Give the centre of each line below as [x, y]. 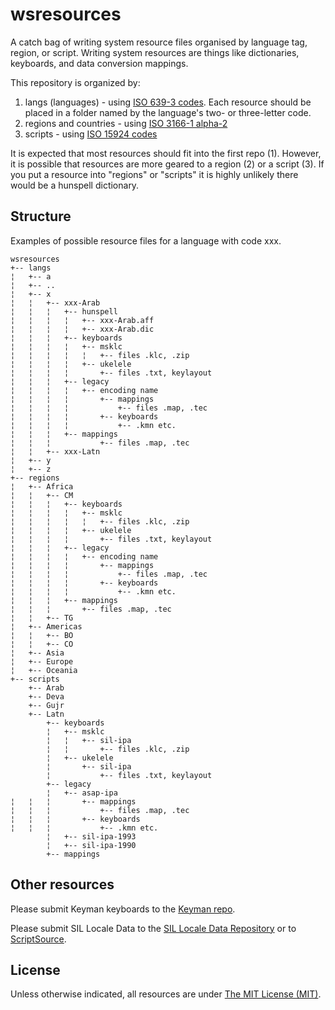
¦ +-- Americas [46, 626]
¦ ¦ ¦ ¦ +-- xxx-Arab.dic [82, 329]
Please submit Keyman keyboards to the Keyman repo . [123, 909]
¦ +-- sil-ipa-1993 [91, 836]
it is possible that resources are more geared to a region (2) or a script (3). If [167, 164]
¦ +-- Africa [42, 486]
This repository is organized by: [75, 82]
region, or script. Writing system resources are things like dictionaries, [155, 52]
